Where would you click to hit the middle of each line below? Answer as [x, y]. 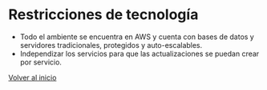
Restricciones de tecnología [103, 15]
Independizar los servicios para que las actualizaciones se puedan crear [140, 53]
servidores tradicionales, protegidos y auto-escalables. [111, 45]
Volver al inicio [32, 77]
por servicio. [41, 62]
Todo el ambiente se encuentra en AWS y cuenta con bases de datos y [137, 37]
